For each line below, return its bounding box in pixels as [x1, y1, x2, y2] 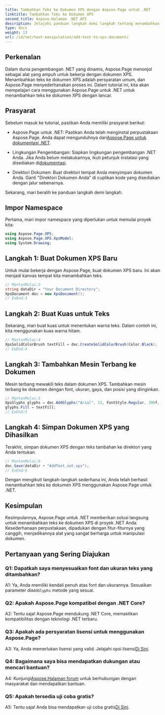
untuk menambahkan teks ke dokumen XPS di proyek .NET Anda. [5, 520, 138, 526]
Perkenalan [5, 53, 41, 62]
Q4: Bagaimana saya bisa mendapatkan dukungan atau [5, 658, 140, 665]
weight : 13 [5, 30, 28, 35]
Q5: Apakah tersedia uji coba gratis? [5, 693, 95, 700]
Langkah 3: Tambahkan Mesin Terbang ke [5, 360, 136, 369]
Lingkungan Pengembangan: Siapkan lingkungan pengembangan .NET [12, 149, 156, 155]
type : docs [5, 26, 28, 31]
